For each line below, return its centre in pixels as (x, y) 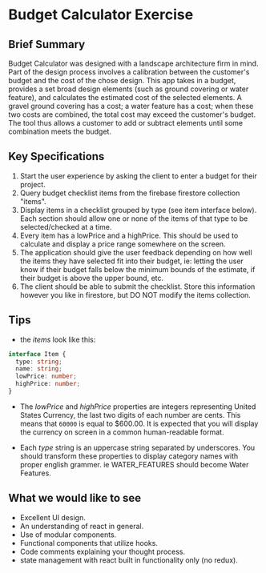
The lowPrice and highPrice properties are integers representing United (138, 407)
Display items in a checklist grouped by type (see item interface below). (138, 210)
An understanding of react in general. (82, 526)
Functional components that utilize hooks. (89, 543)
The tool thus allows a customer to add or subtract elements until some (125, 123)
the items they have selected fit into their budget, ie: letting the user (132, 261)
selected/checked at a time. (66, 226)
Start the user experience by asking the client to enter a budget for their (139, 176)
